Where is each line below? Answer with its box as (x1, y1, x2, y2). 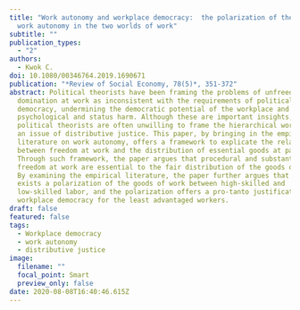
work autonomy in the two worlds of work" (17, 21, 178, 30)
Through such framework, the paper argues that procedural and (17, 154, 257, 163)
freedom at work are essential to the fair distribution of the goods (17, 163, 286, 172)
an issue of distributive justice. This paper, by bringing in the (17, 130, 274, 138)
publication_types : (9, 38, 82, 47)
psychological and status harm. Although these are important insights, (17, 113, 294, 121)
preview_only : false (17, 279, 94, 288)
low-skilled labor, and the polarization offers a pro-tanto (17, 188, 250, 197)
